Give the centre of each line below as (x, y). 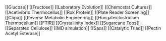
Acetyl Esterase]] (23, 33)
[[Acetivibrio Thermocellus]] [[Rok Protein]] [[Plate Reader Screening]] (77, 12)
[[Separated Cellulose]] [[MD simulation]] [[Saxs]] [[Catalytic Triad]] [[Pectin (83, 28)
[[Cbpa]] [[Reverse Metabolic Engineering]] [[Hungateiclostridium (72, 18)
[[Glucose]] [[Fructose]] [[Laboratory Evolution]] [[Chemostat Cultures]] (79, 7)
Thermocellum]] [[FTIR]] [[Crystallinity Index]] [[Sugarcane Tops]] (72, 23)
